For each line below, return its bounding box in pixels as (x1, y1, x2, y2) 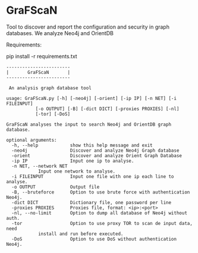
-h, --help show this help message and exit (11, 142, 153, 148)
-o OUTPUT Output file (11, 184, 100, 190)
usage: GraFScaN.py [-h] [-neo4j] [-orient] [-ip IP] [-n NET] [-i (6, 95, 177, 101)
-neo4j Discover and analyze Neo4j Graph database (11, 147, 180, 154)
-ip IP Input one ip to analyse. (11, 158, 134, 164)
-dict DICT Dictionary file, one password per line (11, 199, 171, 205)
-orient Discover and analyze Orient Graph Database (11, 152, 183, 158)
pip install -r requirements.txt (6, 52, 77, 60)
